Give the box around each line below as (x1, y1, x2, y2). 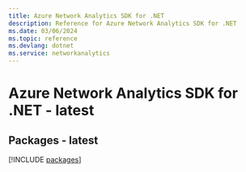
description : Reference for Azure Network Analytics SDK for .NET (8, 19, 237, 27)
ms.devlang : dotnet (8, 42, 74, 50)
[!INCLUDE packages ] (8, 155, 82, 164)
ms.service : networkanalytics (8, 49, 111, 57)
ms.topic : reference (8, 34, 78, 43)
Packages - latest (8, 133, 99, 147)
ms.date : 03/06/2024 (8, 27, 78, 35)
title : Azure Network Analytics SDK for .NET (8, 11, 164, 20)
